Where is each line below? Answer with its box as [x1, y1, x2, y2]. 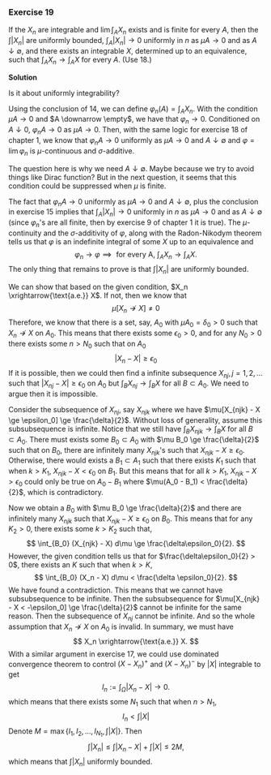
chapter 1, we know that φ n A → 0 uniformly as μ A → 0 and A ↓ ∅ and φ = [8, 136, 255, 147]
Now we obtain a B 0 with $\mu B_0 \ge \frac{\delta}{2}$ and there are [8, 502, 242, 515]
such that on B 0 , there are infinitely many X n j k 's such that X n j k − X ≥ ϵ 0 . [8, 445, 245, 457]
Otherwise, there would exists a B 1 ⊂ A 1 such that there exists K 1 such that [8, 455, 256, 467]
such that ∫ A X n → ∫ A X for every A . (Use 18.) [8, 54, 152, 67]
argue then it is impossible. [8, 389, 99, 399]
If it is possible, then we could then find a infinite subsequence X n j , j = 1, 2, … [8, 368, 263, 380]
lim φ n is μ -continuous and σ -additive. [8, 145, 135, 157]
